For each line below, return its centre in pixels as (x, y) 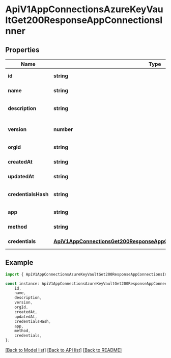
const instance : (22, 284)
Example (19, 263)
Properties (22, 50)
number (63, 129)
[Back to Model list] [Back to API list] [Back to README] (64, 350)
